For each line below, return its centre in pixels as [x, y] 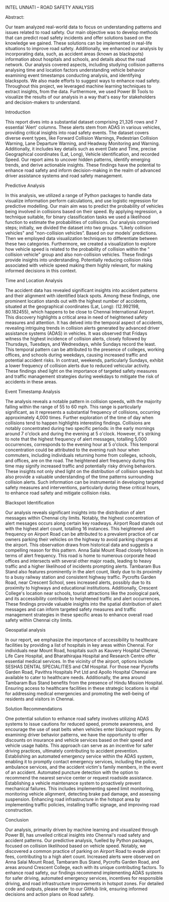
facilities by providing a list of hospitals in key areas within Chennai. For [79, 645]
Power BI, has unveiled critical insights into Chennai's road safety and [78, 835]
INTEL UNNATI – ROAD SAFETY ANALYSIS [50, 7]
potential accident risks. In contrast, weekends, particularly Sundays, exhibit [84, 360]
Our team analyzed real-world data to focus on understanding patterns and [83, 27]
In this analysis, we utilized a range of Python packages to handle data [78, 195]
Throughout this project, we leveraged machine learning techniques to [78, 86]
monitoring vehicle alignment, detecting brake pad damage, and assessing [83, 794]
